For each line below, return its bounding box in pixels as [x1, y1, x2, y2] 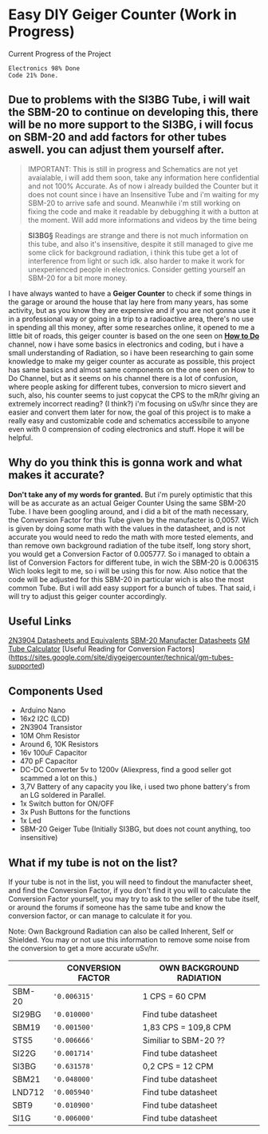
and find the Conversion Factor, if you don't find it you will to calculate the [8, 886, 251, 895]
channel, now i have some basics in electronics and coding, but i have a [8, 339, 245, 349]
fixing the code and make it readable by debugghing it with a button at [27, 206, 259, 216]
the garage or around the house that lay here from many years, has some [8, 297, 249, 307]
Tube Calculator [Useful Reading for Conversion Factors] [8, 644, 195, 654]
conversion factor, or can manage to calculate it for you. [8, 911, 193, 920]
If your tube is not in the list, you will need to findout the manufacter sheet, [8, 877, 254, 886]
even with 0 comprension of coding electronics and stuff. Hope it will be [8, 424, 245, 434]
